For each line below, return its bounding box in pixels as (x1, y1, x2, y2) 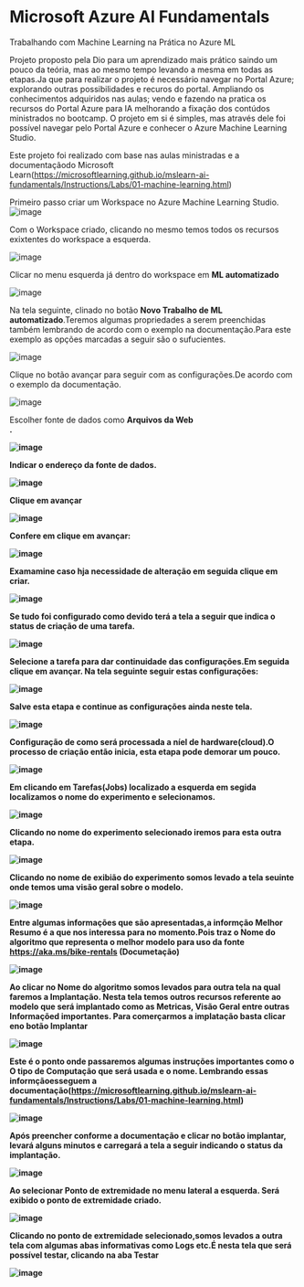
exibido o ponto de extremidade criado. (9, 1195, 162, 1206)
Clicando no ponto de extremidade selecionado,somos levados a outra (9, 1229, 283, 1240)
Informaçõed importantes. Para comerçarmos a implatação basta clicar (9, 1010, 286, 1021)
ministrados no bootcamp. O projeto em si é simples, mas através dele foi (9, 112, 286, 123)
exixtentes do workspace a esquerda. (9, 233, 152, 244)
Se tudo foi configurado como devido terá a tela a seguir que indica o (9, 611, 276, 622)
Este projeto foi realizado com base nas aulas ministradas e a (9, 149, 240, 161)
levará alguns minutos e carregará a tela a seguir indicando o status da (9, 1140, 283, 1151)
